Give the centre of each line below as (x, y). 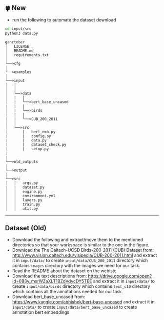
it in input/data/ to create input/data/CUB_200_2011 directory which (80, 260)
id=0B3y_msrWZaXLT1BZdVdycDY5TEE (52, 281)
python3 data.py (21, 33)
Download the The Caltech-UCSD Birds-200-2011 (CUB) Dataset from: (83, 250)
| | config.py (28, 136)
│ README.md (20, 51)
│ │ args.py (21, 183)
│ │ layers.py (24, 200)
